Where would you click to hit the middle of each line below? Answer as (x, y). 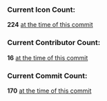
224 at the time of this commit (50, 25)
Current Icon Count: (41, 10)
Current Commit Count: (47, 75)
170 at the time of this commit (49, 91)
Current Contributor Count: (54, 43)
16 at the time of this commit (48, 57)
